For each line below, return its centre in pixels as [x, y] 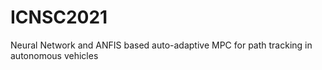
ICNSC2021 [59, 17]
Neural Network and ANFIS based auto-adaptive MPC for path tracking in [161, 45]
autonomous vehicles [54, 55]
